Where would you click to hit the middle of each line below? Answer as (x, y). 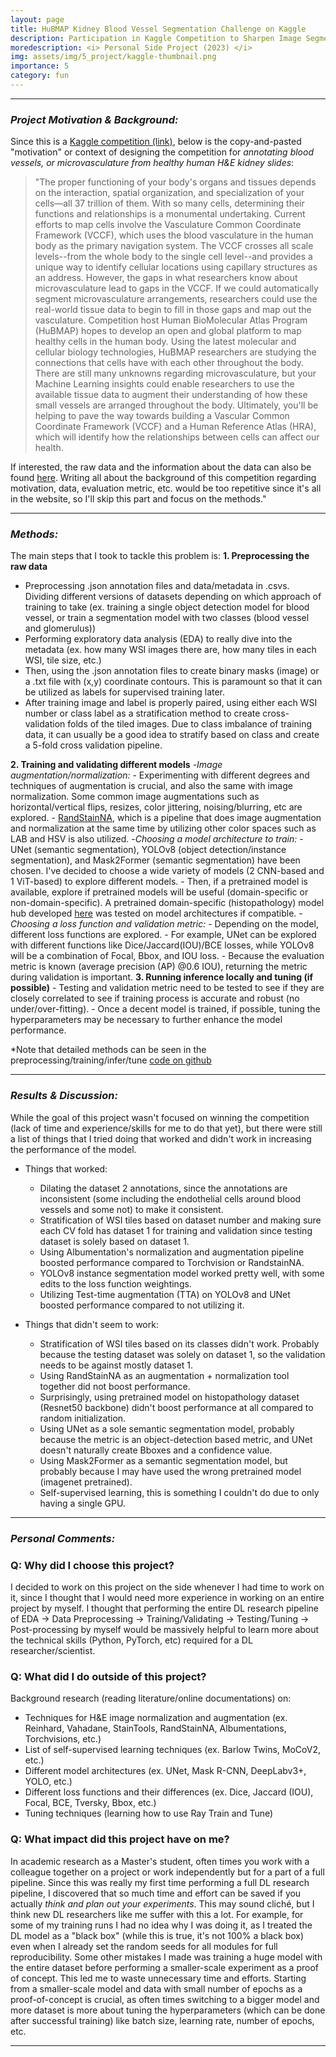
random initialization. (83, 1418)
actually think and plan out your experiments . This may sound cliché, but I (162, 1903)
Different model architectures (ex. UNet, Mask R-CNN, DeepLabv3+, (165, 1771)
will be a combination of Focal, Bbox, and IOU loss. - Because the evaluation (167, 956)
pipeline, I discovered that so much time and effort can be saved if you (156, 1893)
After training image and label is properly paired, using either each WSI (171, 703)
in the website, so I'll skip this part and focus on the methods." (138, 499)
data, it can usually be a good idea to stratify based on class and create (172, 735)
